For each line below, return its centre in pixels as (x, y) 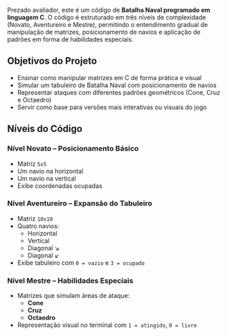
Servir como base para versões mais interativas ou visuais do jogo (112, 107)
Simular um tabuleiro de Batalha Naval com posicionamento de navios (117, 85)
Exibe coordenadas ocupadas (60, 185)
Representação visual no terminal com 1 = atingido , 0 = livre (107, 325)
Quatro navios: (38, 226)
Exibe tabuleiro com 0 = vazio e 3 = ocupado (81, 263)
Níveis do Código (45, 129)
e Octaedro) (34, 100)
